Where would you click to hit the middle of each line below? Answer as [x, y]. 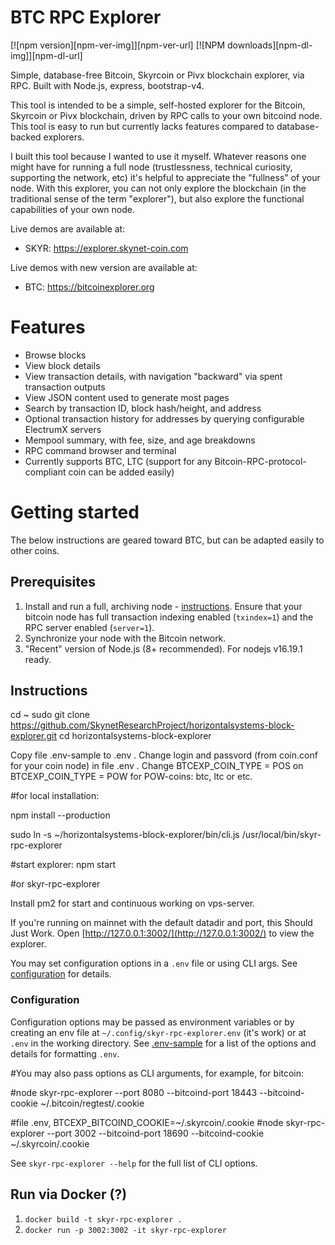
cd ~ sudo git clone [50, 715]
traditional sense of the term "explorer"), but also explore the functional [157, 198]
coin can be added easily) [121, 472]
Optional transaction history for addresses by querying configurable [164, 418]
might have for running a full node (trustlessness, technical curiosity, [151, 167]
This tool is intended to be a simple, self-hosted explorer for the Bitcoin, [158, 105]
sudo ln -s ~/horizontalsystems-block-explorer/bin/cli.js [125, 835]
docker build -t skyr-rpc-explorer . [103, 1219]
